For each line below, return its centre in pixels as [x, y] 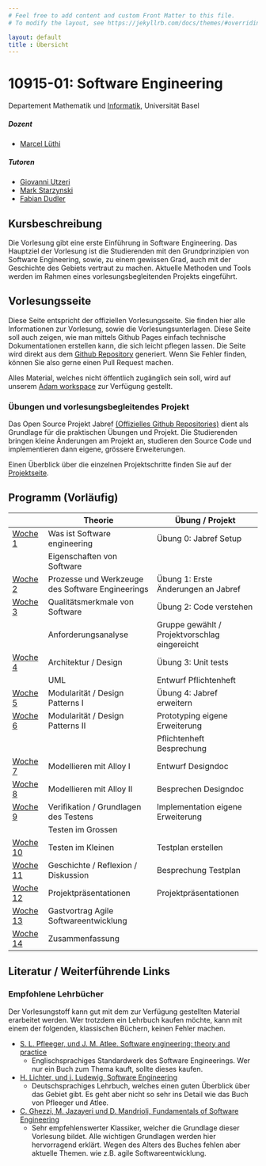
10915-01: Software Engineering [116, 84]
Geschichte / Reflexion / [92, 865]
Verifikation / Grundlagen [95, 806]
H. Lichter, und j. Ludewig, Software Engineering [99, 1077]
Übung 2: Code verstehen [205, 607]
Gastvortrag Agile [81, 910]
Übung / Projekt [205, 520]
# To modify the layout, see [56, 23]
